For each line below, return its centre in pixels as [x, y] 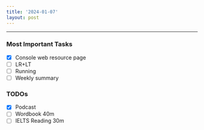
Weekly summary [37, 78]
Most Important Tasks [39, 44]
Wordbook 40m [35, 114]
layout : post [23, 18]
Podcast [25, 107]
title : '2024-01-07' [32, 12]
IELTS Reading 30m [39, 121]
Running [25, 71]
